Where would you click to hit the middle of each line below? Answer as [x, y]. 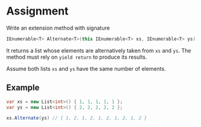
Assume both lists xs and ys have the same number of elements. [86, 68]
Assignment [37, 11]
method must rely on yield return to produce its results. [77, 57]
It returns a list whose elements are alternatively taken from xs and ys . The [99, 50]
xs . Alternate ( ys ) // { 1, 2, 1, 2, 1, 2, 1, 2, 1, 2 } [77, 118]
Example [23, 88]
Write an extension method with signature [58, 28]
